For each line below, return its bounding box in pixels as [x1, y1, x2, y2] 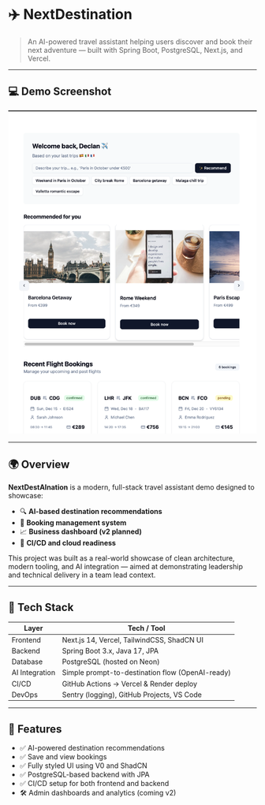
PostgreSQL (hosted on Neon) [62, 657, 160, 666]
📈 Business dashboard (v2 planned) [19, 527, 142, 536]
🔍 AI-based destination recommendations [19, 507, 163, 516]
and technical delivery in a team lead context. [8, 570, 156, 580]
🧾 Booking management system [19, 518, 127, 527]
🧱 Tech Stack [8, 600, 74, 614]
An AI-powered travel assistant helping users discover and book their [27, 36, 253, 47]
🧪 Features [8, 722, 62, 736]
